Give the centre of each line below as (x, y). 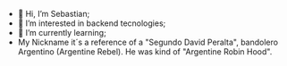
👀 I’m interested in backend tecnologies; (92, 23)
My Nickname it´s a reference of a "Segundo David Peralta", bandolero (148, 42)
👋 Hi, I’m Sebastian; (54, 14)
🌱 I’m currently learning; (62, 33)
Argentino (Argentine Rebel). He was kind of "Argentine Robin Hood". (145, 52)
